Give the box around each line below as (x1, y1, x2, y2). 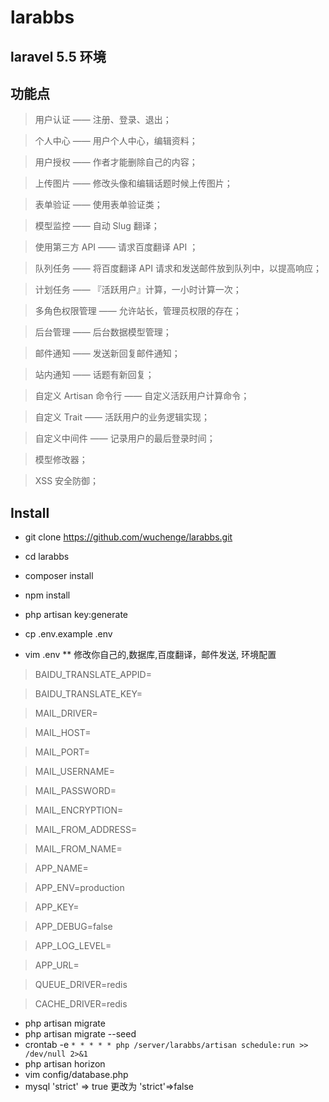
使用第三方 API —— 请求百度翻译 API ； (34, 241, 199, 253)
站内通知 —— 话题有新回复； (34, 369, 155, 381)
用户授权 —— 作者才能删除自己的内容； (34, 156, 198, 168)
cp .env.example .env (24, 628, 113, 640)
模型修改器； (34, 454, 88, 466)
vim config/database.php (24, 1069, 129, 1081)
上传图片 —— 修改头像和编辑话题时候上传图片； (34, 177, 233, 190)
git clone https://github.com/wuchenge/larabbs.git (24, 531, 233, 543)
